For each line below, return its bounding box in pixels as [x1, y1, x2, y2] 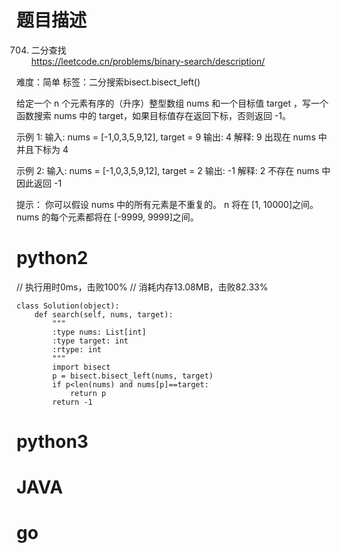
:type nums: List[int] [52, 327, 147, 337]
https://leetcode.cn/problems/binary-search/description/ [30, 55, 266, 67]
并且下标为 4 [16, 143, 69, 155]
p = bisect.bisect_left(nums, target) [52, 371, 214, 381]
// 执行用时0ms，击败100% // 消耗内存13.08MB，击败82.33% [16, 281, 269, 293]
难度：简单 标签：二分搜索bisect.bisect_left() [16, 76, 201, 88]
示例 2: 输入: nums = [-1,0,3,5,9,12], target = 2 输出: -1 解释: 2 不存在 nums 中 [16, 164, 331, 176]
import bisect [52, 362, 111, 372]
